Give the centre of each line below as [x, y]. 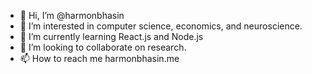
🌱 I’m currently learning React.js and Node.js [111, 36]
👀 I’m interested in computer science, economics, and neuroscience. [161, 26]
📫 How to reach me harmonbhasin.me [99, 58]
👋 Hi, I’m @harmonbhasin [72, 15]
